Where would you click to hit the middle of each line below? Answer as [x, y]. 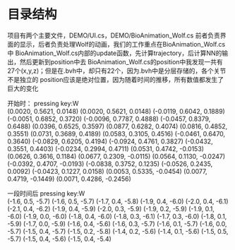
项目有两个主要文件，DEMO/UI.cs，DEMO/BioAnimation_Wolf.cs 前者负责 [114, 35]
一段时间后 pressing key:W [46, 193]
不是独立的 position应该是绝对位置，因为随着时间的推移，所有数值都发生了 [116, 79]
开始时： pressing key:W [43, 103]
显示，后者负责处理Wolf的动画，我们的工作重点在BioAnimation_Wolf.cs [122, 44]
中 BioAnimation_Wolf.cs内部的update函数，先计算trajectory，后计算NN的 [115, 53]
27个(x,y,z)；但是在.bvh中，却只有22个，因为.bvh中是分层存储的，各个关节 [117, 71]
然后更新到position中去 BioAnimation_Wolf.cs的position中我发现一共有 [121, 61]
